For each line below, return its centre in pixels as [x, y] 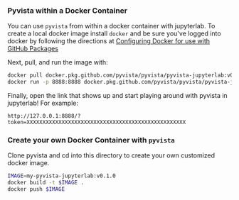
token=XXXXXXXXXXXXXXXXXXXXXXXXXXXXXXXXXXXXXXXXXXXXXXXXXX [97, 123]
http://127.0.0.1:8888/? [44, 116]
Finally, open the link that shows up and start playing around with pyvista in [117, 96]
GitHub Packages [33, 49]
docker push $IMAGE [36, 189]
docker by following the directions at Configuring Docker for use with [109, 41]
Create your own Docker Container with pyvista [91, 140]
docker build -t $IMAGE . [46, 183]
